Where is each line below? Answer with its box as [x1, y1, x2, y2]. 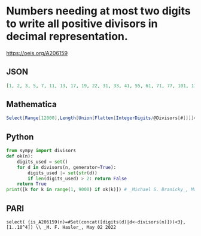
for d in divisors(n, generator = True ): [17, 164, 117, 170]
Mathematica [6, 99, 57, 110]
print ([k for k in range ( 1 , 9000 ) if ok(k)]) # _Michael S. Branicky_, [6, 187, 188, 193]
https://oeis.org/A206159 [6, 49, 68, 56]
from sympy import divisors [6, 148, 77, 154]
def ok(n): [6, 153, 33, 159]
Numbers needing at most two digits [6, 4, 191, 18]
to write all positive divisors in [6, 17, 158, 31]
